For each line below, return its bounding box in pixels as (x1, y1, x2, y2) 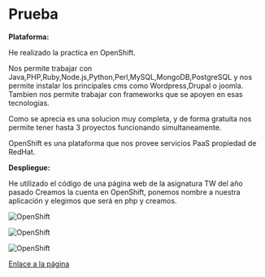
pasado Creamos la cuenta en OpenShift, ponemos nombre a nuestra (8, 187, 241, 196)
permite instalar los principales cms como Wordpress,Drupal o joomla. (8, 81, 244, 90)
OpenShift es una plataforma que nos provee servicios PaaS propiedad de (8, 138, 257, 147)
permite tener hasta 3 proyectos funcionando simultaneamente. (8, 122, 222, 132)
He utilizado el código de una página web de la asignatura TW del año (8, 178, 243, 188)
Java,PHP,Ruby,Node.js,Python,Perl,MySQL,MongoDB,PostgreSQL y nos (8, 72, 253, 81)
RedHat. (8, 147, 36, 156)
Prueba (8, 5, 59, 24)
